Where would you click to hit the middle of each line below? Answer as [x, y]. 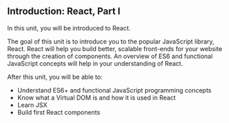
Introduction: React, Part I [64, 11]
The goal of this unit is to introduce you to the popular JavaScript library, [111, 41]
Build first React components [59, 112]
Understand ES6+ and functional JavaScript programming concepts [114, 90]
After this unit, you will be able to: [55, 77]
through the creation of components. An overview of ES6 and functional [110, 56]
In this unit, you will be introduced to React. [69, 28]
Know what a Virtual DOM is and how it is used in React [96, 97]
